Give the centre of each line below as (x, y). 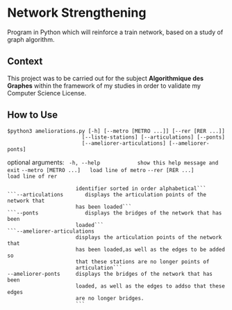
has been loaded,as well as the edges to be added (150, 249)
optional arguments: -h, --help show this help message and (113, 162)
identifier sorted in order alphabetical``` (141, 188)
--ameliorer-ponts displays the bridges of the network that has (110, 274)
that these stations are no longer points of (142, 262)
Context (25, 62)
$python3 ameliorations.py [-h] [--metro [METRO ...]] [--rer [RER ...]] (116, 131)
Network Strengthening (77, 13)
